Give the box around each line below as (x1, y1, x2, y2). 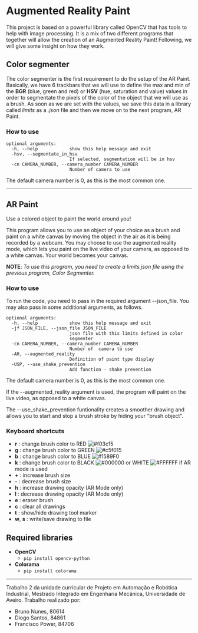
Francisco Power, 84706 (14, 621, 74, 628)
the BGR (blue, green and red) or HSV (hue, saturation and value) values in (6, 87, 187, 95)
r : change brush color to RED (14, 440, 87, 447)
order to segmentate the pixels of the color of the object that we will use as (6, 94, 189, 101)
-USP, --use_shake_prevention (11, 361, 85, 368)
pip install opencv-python (23, 556, 90, 562)
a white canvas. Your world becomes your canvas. (6, 252, 128, 259)
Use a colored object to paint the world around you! (6, 215, 131, 222)
